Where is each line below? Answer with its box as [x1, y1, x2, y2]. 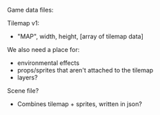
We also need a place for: [7, 46, 80, 53]
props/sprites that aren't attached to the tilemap [17, 66, 154, 74]
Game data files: [7, 6, 54, 14]
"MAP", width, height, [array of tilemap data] [17, 32, 143, 40]
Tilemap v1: [7, 19, 40, 27]
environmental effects [17, 59, 80, 67]
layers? [17, 73, 38, 81]
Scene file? [7, 87, 39, 94]
